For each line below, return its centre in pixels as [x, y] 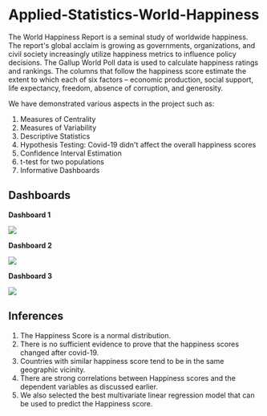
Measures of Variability [58, 127]
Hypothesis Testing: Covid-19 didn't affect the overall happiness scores [138, 144]
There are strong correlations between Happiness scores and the [128, 378]
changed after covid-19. [59, 352]
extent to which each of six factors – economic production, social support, [131, 79]
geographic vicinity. [53, 370]
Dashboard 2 [30, 245]
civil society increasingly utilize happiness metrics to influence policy [122, 54]
